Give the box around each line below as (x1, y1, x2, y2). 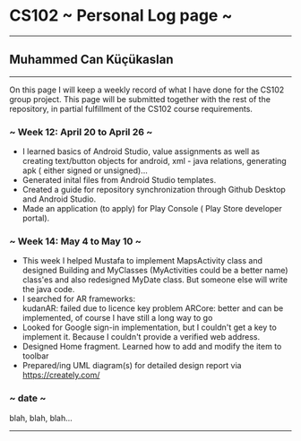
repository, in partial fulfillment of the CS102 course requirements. (9, 103, 254, 114)
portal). (21, 212, 50, 224)
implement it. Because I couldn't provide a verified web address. (21, 332, 261, 342)
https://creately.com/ (21, 369, 100, 381)
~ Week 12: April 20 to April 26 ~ (9, 125, 153, 138)
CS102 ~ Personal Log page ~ (9, 5, 233, 26)
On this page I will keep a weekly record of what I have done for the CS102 (9, 84, 285, 95)
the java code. (21, 284, 75, 295)
